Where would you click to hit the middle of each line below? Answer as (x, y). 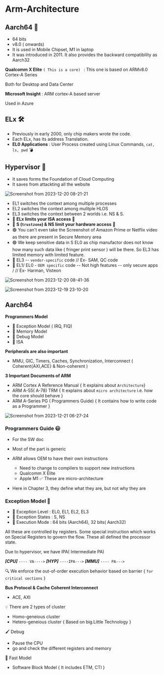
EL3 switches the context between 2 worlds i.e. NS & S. (68, 214)
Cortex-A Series (21, 75)
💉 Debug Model (28, 337)
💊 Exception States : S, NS (38, 517)
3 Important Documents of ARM (38, 376)
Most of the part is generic (39, 449)
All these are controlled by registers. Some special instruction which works (80, 532)
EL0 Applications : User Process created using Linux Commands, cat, (83, 144)
